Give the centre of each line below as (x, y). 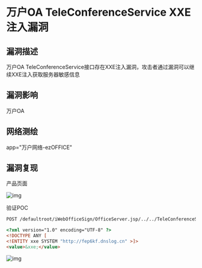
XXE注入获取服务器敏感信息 (45, 75)
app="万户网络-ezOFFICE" (39, 147)
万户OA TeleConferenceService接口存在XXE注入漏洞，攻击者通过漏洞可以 (98, 67)
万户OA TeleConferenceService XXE (99, 12)
